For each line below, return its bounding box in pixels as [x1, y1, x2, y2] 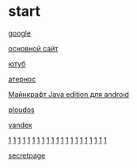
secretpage [8, 151, 46, 160]
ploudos [8, 105, 35, 114]
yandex [8, 120, 32, 129]
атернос [8, 74, 36, 84]
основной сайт [8, 43, 59, 53]
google [8, 28, 32, 38]
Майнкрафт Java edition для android [8, 89, 129, 99]
